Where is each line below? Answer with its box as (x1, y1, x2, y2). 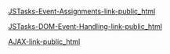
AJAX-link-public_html (8, 37, 81, 46)
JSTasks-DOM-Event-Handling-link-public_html (8, 22, 163, 31)
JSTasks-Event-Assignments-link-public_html (8, 7, 156, 16)
